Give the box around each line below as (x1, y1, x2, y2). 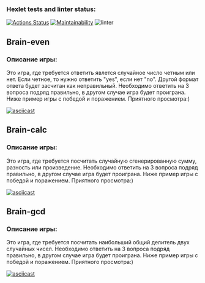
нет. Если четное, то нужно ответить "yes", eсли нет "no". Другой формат (6, 76, 199, 83)
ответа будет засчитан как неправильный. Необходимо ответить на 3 (6, 82, 190, 89)
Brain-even (6, 36, 50, 47)
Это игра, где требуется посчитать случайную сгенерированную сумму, (6, 157, 197, 165)
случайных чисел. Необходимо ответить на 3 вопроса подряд (6, 245, 170, 253)
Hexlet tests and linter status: (6, 5, 96, 14)
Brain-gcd (6, 206, 46, 217)
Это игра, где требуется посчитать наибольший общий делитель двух (6, 239, 190, 246)
